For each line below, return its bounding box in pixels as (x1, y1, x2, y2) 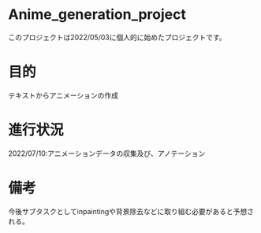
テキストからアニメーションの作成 (8, 91, 119, 100)
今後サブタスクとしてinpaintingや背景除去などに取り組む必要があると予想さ (8, 206, 255, 216)
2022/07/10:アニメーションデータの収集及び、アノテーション (8, 148, 206, 158)
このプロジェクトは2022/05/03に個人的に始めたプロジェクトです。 (8, 32, 226, 42)
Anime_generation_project (8, 6, 187, 24)
